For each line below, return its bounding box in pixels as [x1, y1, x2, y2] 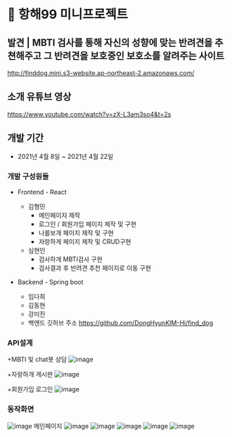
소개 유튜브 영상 [7, 91, 72, 103]
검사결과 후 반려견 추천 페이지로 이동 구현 [38, 263, 151, 272]
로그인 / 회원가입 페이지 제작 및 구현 [38, 219, 137, 228]
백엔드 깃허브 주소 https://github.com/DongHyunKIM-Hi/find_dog [27, 318, 214, 327]
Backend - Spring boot [17, 278, 84, 286]
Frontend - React [17, 188, 67, 196]
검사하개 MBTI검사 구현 [38, 254, 103, 263]
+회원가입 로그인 [7, 385, 53, 393]
